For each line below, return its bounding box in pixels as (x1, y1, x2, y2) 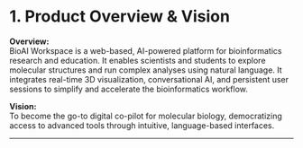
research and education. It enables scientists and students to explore (9, 55, 266, 65)
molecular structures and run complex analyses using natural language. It (9, 65, 282, 75)
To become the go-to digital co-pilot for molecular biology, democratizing (9, 110, 282, 121)
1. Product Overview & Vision (9, 6, 230, 27)
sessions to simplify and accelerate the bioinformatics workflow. (9, 83, 248, 94)
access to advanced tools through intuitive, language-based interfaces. (9, 119, 275, 131)
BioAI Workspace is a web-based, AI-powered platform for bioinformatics (9, 45, 282, 56)
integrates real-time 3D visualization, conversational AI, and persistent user (9, 74, 289, 84)
